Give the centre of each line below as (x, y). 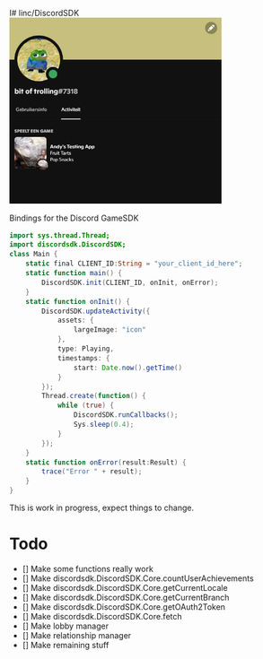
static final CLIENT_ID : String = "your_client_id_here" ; (134, 264)
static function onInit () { (78, 301)
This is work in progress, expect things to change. (102, 508)
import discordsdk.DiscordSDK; (68, 245)
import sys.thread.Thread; (60, 235)
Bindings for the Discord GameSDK (74, 218)
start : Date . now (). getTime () (127, 368)
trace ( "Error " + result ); (92, 472)
